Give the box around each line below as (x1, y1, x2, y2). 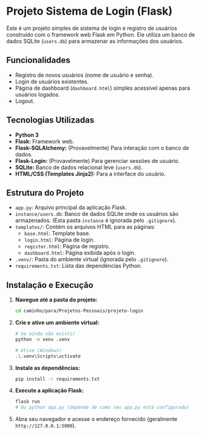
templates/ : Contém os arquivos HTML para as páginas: (15, 223, 156, 231)
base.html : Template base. (24, 230, 90, 237)
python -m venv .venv (15, 336, 70, 342)
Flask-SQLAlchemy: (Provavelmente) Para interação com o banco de (15, 144, 189, 151)
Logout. (15, 97, 35, 104)
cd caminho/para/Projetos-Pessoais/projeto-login (15, 308, 144, 314)
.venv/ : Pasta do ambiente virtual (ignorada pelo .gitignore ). (15, 256, 169, 263)
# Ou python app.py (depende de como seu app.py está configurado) (15, 404, 189, 411)
